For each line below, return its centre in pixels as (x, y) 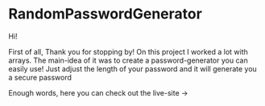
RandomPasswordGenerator (106, 14)
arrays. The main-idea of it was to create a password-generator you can (128, 60)
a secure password (40, 77)
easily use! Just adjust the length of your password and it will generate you (133, 68)
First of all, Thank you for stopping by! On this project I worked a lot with (128, 51)
